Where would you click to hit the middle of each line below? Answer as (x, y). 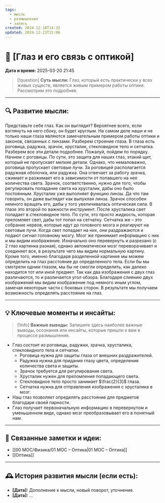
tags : (11, 10)
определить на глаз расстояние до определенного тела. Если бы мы (77, 261)
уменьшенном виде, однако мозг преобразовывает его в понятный (83, 413)
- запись (18, 23)
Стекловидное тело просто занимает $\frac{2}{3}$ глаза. (80, 381)
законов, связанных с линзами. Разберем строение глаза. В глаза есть (80, 141)
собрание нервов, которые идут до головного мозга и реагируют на (77, 225)
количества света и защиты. (49, 366)
